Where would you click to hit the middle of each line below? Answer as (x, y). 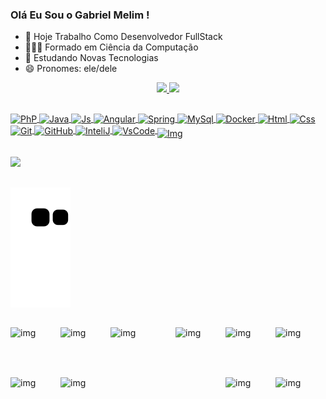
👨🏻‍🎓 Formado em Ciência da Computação (111, 47)
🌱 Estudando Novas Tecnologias (91, 58)
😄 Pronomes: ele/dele (71, 69)
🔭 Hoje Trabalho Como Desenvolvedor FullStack (123, 37)
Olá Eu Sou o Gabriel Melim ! (80, 15)
